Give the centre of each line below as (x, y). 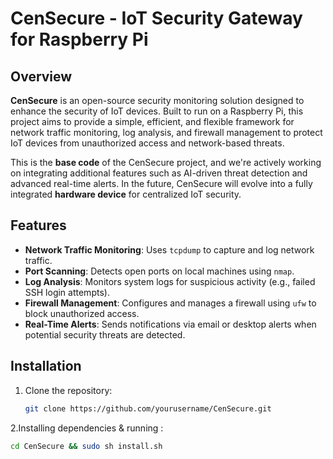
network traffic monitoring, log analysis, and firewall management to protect (166, 132)
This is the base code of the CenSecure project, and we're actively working (166, 162)
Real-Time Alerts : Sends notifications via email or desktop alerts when (170, 324)
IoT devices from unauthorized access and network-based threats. (147, 143)
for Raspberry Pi (79, 39)
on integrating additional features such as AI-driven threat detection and (159, 173)
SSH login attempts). (67, 292)
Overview (41, 76)
